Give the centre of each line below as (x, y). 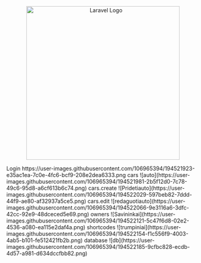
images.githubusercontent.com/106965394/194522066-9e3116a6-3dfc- (98, 208)
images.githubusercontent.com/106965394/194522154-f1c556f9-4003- (97, 234)
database (96, 240)
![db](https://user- (132, 240)
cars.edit (99, 201)
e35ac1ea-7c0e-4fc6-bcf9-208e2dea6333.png (66, 175)
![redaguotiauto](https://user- (148, 201)
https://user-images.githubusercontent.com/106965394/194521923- (108, 168)
